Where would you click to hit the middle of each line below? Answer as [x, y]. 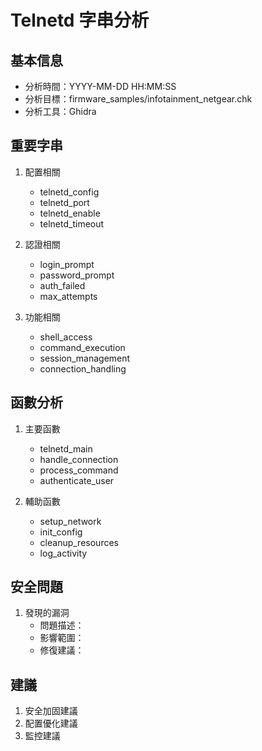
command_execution [82, 347]
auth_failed [62, 285]
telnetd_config [69, 192]
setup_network [70, 521]
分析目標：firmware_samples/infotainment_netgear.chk [138, 99]
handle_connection [79, 459]
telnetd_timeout [72, 223]
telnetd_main [66, 448]
